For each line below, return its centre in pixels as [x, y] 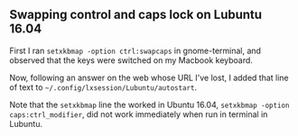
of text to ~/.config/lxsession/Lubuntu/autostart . [103, 87]
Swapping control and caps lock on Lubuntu [136, 15]
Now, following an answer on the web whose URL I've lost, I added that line [149, 77]
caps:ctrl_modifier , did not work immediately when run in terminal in [139, 114]
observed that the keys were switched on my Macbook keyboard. [131, 60]
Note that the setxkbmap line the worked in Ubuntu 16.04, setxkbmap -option [149, 104]
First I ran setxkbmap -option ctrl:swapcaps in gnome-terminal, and [135, 50]
